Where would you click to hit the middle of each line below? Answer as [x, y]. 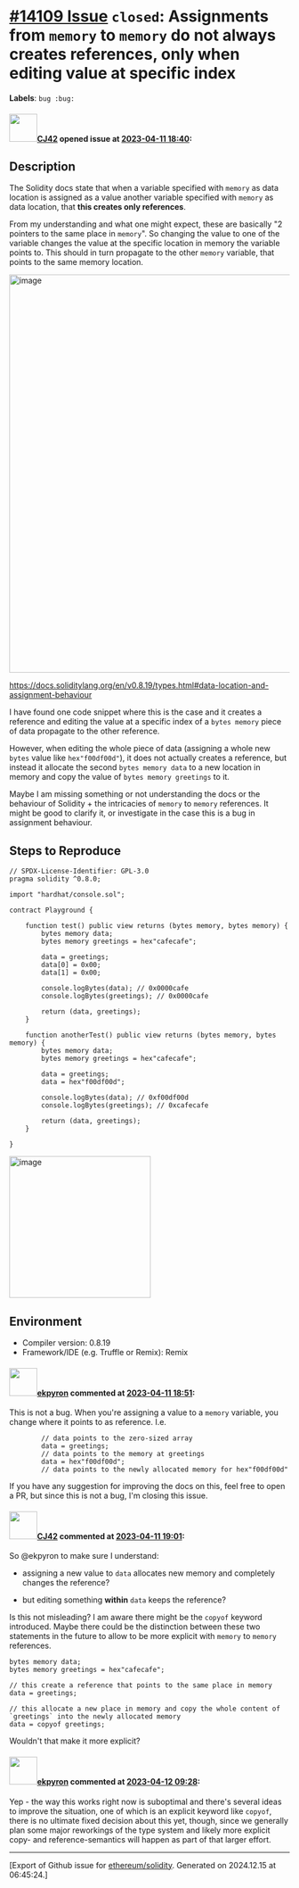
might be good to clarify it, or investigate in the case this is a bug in [132, 813]
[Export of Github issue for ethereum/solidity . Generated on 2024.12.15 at [143, 1865]
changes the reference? [66, 1583]
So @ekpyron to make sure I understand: [84, 1556]
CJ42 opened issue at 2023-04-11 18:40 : [115, 138]
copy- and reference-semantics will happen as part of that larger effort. [140, 1839]
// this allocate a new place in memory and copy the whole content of [145, 1709]
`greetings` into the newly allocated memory [95, 1717]
